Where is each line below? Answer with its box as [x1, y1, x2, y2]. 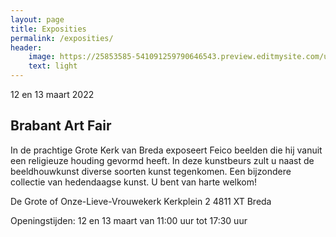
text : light [28, 61, 78, 71]
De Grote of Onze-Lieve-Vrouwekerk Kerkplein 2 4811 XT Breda [10, 195, 272, 207]
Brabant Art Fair [10, 117, 112, 135]
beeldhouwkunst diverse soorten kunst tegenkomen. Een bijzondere [10, 165, 292, 177]
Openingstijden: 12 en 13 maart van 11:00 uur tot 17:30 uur [10, 214, 248, 226]
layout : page [10, 14, 65, 25]
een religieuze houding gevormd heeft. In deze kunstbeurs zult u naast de [10, 154, 315, 166]
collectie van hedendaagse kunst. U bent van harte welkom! [10, 176, 257, 188]
